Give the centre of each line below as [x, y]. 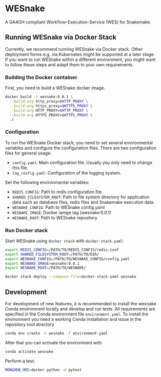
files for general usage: [28, 153]
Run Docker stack [26, 230]
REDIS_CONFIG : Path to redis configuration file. [58, 192]
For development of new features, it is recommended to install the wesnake [81, 303]
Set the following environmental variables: [47, 182]
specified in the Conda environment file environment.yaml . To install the [77, 314]
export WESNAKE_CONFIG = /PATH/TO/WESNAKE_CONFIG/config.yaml [68, 259]
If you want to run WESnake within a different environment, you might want [80, 60]
